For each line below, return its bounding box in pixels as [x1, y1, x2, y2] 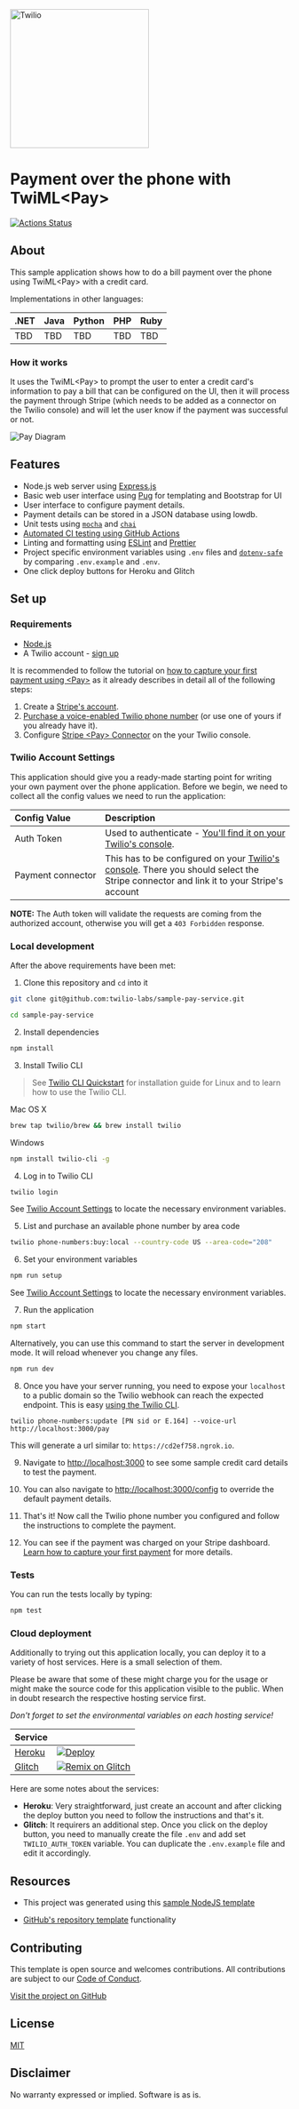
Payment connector [14, 868, 97, 881]
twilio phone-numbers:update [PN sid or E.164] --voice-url [10, 1417, 238, 1426]
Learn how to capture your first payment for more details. [22, 1546, 233, 1557]
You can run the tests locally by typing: [10, 1589, 153, 1600]
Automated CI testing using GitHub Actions [22, 528, 180, 539]
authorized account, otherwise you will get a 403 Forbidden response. [10, 917, 265, 928]
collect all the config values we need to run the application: [10, 790, 226, 801]
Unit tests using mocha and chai [22, 518, 137, 529]
